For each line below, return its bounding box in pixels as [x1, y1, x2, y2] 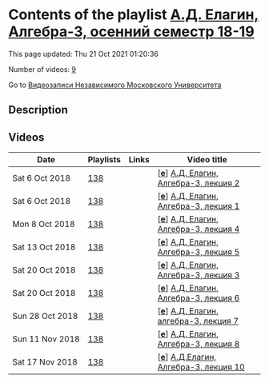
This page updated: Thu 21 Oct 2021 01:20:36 [8, 49, 159, 58]
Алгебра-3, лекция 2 [157, 178, 240, 189]
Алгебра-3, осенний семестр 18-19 [8, 22, 255, 41]
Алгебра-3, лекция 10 [157, 361, 246, 373]
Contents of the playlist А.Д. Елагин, [8, 6, 259, 24]
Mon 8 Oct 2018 [12, 218, 75, 229]
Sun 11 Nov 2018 [12, 333, 80, 345]
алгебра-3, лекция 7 [157, 316, 239, 327]
